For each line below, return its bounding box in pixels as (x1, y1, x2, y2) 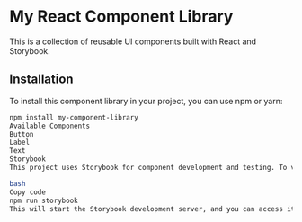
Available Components (9, 121, 91, 130)
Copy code (9, 187, 47, 197)
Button (9, 129, 34, 138)
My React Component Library (9, 6, 234, 27)
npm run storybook (9, 196, 78, 205)
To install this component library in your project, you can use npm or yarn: (9, 95, 283, 106)
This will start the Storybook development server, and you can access (9, 204, 283, 213)
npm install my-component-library (9, 112, 139, 122)
